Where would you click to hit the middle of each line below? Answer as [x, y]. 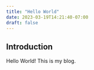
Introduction [30, 47]
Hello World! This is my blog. [41, 61]
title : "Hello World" [33, 12]
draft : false [22, 23]
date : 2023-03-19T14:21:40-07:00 [47, 17]
